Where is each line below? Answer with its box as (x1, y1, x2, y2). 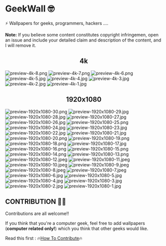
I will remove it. (5, 42, 36, 48)
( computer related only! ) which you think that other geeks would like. (5, 225, 149, 231)
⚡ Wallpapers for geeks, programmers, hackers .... (5, 20, 109, 26)
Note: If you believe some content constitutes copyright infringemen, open (5, 31, 159, 37)
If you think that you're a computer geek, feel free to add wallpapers (5, 220, 146, 226)
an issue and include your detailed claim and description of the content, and (5, 37, 162, 43)
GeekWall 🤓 (5, 3, 55, 14)
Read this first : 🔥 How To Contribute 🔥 (5, 235, 83, 241)
